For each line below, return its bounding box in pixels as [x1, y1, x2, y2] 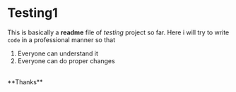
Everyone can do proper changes [17, 56, 115, 65]
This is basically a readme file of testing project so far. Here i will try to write [7, 28, 230, 37]
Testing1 [7, 5, 58, 21]
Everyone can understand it [17, 49, 99, 58]
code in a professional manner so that [7, 35, 115, 44]
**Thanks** [7, 77, 44, 86]
